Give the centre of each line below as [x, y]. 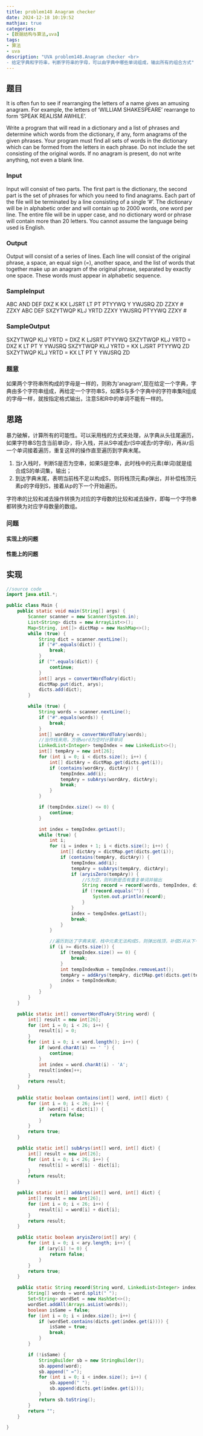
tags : [13, 40]
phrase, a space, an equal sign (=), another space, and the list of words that [101, 262]
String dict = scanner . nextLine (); [83, 639]
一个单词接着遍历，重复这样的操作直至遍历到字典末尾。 [75, 450]
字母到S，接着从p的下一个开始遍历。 [75, 486]
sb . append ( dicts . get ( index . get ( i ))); [97, 1389]
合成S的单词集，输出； [43, 471]
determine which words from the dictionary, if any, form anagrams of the [97, 134]
